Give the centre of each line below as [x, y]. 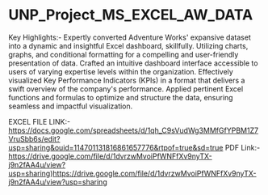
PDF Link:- [243, 147]
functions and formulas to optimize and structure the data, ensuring [121, 97]
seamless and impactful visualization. [71, 106]
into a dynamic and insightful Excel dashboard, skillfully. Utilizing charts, [128, 45]
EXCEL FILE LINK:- [40, 121]
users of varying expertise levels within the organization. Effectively [121, 71]
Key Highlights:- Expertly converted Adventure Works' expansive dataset [130, 37]
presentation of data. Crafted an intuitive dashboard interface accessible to [133, 63]
